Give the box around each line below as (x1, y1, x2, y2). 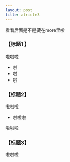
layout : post (5, 7, 33, 13)
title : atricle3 (5, 12, 40, 17)
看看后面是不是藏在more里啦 (5, 26, 65, 33)
